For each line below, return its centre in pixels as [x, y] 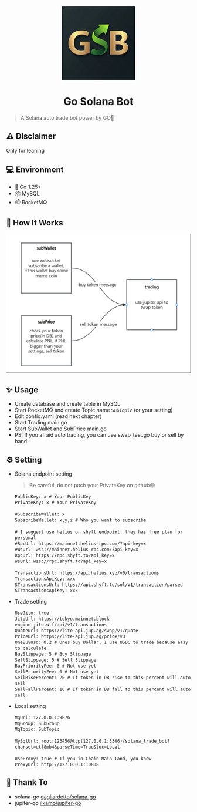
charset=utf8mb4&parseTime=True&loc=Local [67, 747]
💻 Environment [35, 170]
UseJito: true [32, 613]
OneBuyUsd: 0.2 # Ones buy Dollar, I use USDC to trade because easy [101, 642]
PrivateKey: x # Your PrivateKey [55, 503]
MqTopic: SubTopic [37, 729]
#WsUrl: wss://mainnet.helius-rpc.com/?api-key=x [77, 550]
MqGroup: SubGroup [37, 723]
